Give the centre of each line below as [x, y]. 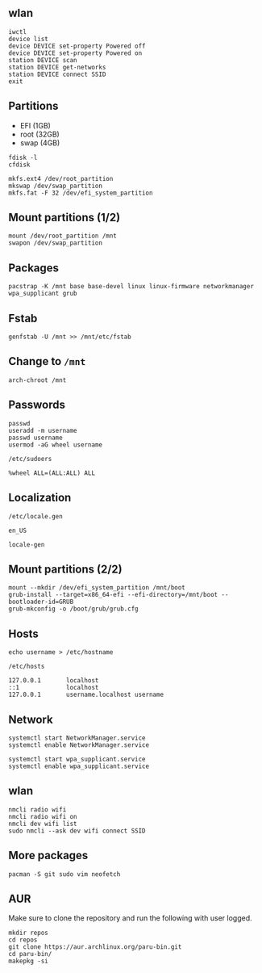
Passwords [37, 405]
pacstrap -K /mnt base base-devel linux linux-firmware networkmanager [131, 287]
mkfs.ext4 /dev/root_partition [61, 178]
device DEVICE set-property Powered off [77, 46]
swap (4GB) [40, 143]
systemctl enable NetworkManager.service [79, 745]
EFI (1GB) [35, 125]
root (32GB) [40, 134]
